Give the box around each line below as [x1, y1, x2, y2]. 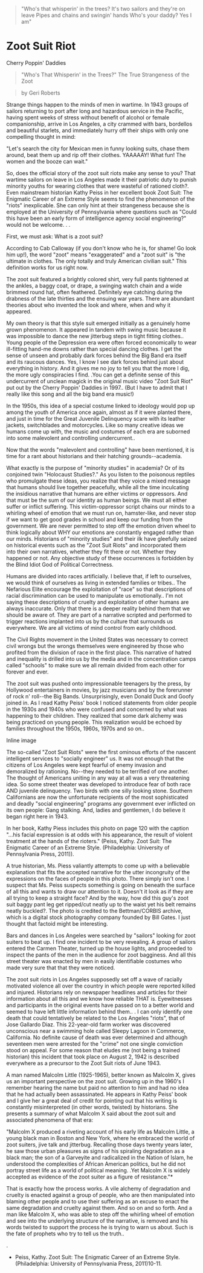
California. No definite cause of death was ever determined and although [6, 1034, 188, 1041]
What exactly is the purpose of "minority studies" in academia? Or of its [6, 464, 185, 472]
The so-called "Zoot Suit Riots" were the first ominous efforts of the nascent [6, 748, 196, 755]
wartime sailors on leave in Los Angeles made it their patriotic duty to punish [6, 176, 197, 183]
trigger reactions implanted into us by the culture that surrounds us [6, 618, 173, 625]
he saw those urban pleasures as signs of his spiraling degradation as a [6, 1147, 185, 1154]
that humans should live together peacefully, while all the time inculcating [6, 483, 189, 490]
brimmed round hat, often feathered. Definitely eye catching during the [6, 288, 182, 296]
